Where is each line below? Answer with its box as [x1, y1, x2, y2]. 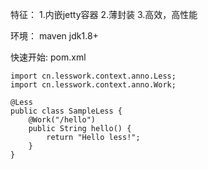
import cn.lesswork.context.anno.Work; [10, 80, 177, 90]
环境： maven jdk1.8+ [10, 30, 99, 42]
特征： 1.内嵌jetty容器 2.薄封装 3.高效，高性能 [10, 9, 198, 20]
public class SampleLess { [10, 106, 123, 116]
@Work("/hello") [28, 115, 97, 125]
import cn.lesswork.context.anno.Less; [10, 71, 177, 81]
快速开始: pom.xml [10, 51, 87, 63]
